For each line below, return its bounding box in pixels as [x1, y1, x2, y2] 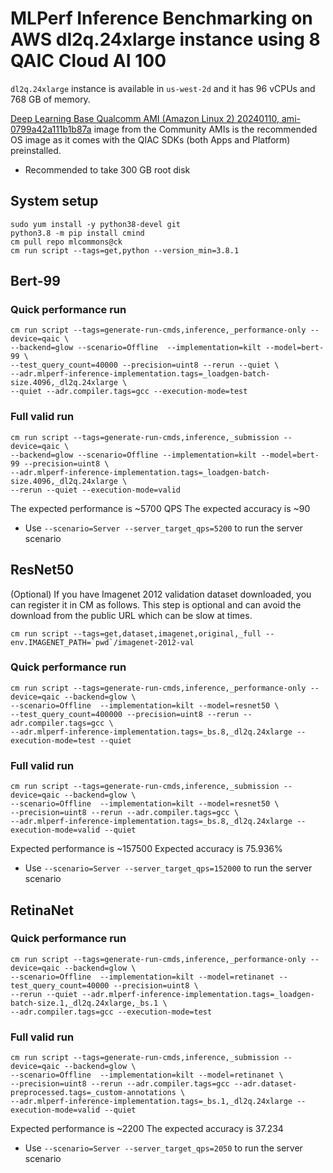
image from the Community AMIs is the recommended [93, 123, 318, 135]
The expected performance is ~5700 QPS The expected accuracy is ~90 [10, 502, 311, 514]
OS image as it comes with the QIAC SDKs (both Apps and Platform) [10, 133, 291, 146]
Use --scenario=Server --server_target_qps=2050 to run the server [24, 1142, 303, 1154]
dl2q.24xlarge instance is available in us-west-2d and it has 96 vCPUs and [10, 82, 316, 94]
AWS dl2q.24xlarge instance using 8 [10, 28, 321, 51]
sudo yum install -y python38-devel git [10, 219, 182, 229]
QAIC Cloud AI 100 [10, 50, 167, 72]
